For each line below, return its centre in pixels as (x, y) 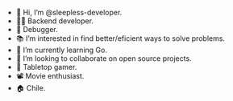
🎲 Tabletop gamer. (46, 67)
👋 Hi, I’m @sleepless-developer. (69, 12)
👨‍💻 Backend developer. (55, 21)
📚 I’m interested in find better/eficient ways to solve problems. (121, 38)
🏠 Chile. (31, 88)
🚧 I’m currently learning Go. (61, 50)
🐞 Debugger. (37, 29)
